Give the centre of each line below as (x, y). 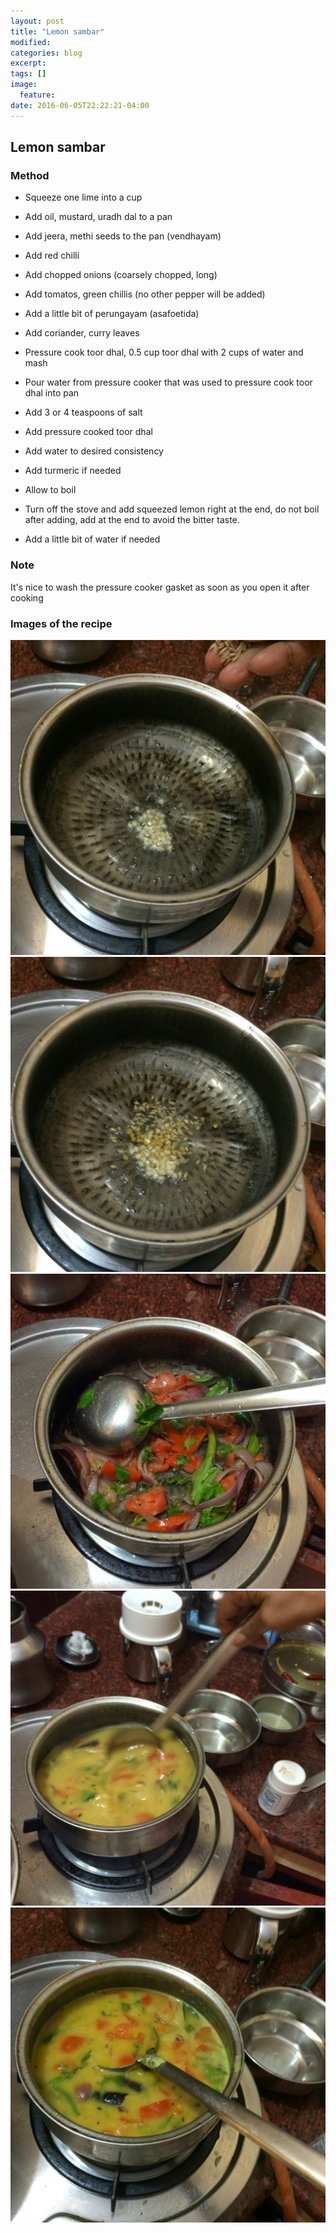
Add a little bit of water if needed (92, 539)
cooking (27, 597)
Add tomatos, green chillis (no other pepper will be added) (145, 294)
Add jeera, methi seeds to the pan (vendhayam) (123, 236)
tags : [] (28, 74)
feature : (37, 95)
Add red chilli (52, 256)
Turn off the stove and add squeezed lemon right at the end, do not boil (172, 509)
